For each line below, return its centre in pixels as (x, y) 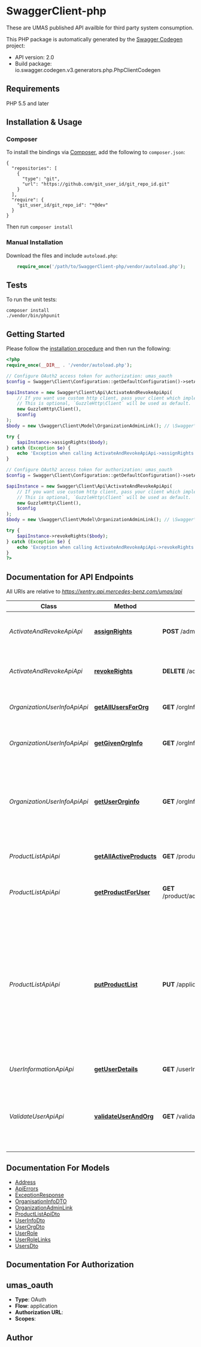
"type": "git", (41, 179)
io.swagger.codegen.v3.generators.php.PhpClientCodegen (87, 70)
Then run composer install (39, 227)
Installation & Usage (44, 122)
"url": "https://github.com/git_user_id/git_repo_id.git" (96, 184)
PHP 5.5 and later (28, 103)
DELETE (174, 671)
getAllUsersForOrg (121, 707)
